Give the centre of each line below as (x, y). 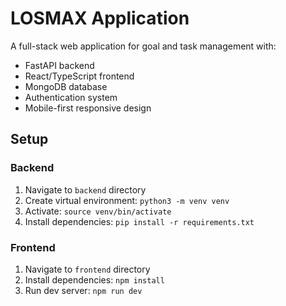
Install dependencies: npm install (94, 279)
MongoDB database (66, 86)
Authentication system (71, 97)
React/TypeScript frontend (79, 76)
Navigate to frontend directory (87, 269)
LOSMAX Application (100, 18)
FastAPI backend (59, 65)
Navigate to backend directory (85, 189)
